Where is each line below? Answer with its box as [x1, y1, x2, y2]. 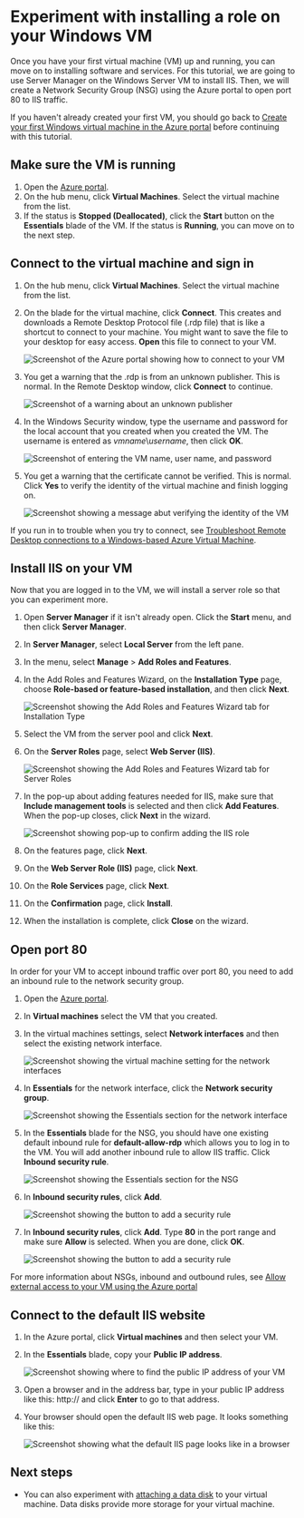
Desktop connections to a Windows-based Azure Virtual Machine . [10, 534, 257, 545]
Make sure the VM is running [10, 157, 176, 173]
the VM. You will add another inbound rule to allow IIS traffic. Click [23, 1147, 271, 1158]
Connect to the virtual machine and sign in [10, 256, 254, 271]
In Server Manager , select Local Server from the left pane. [23, 639, 244, 650]
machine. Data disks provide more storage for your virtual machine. [23, 1498, 275, 1509]
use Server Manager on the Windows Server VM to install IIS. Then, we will [10, 74, 290, 85]
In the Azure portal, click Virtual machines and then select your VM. [23, 1331, 279, 1342]
